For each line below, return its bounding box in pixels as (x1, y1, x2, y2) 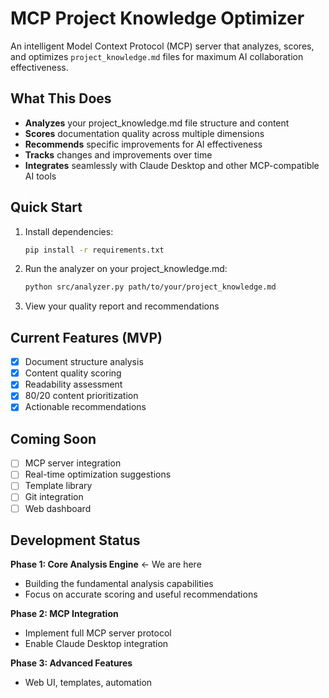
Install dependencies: (24, 225, 114, 237)
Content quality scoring (24, 367, 122, 379)
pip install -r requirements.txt (24, 245, 165, 255)
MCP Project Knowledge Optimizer (10, 7, 305, 30)
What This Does (10, 90, 112, 107)
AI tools (24, 170, 57, 182)
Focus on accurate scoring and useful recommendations (24, 588, 258, 601)
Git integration (24, 491, 84, 503)
